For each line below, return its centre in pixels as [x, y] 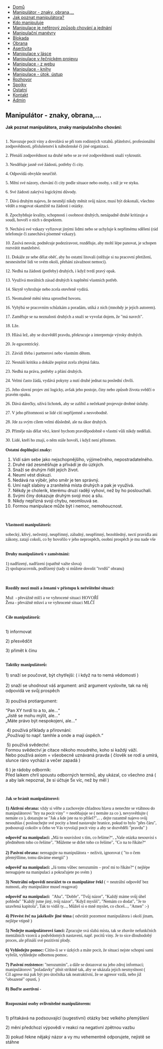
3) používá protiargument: [32, 701]
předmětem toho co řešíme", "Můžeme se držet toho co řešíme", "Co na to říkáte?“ [76, 842]
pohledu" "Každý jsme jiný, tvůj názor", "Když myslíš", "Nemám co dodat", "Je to [76, 901]
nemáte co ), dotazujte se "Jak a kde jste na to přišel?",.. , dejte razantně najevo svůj [76, 818]
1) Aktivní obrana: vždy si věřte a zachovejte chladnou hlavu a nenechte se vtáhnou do [80, 808]
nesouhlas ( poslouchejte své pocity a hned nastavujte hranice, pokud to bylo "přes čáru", [81, 823]
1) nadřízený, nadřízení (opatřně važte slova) [44, 563]
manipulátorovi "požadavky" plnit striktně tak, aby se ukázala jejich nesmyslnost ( [75, 969]
